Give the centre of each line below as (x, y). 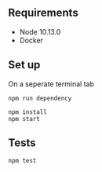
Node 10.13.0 (40, 31)
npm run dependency (40, 98)
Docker (31, 40)
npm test (22, 161)
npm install (27, 112)
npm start (24, 119)
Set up (24, 65)
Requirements (43, 13)
